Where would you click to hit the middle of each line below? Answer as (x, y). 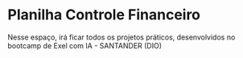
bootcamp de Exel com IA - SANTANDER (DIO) (85, 45)
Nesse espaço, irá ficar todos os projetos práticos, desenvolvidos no (121, 37)
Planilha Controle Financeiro (104, 15)
